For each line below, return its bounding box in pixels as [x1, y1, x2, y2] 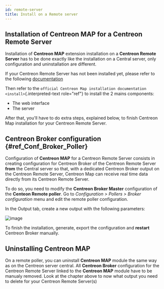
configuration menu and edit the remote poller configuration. [5, 196, 128, 202]
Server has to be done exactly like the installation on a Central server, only [5, 56, 157, 62]
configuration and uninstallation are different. [5, 61, 97, 67]
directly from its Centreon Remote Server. [5, 176, 90, 182]
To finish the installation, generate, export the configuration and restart [5, 225, 150, 231]
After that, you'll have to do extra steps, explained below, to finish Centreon [5, 115, 158, 121]
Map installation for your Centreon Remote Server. [5, 120, 107, 126]
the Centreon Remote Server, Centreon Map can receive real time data [5, 171, 148, 177]
